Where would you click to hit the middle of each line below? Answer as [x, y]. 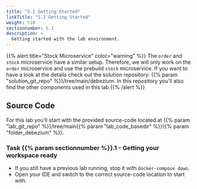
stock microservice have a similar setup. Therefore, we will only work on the [98, 62]
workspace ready [32, 155]
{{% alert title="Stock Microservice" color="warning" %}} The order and [94, 56]
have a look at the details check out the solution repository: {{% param [92, 75]
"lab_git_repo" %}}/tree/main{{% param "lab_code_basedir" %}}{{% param [98, 126]
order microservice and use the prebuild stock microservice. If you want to [97, 68]
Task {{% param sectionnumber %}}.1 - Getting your [83, 148]
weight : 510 [21, 22]
